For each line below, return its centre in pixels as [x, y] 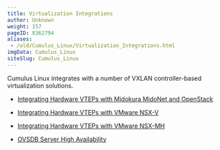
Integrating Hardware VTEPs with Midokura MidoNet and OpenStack [115, 99]
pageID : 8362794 [31, 33]
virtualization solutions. [40, 85]
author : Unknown [31, 20]
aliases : [20, 39]
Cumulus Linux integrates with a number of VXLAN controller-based [104, 78]
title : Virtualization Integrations [60, 13]
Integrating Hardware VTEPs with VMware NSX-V [88, 112]
